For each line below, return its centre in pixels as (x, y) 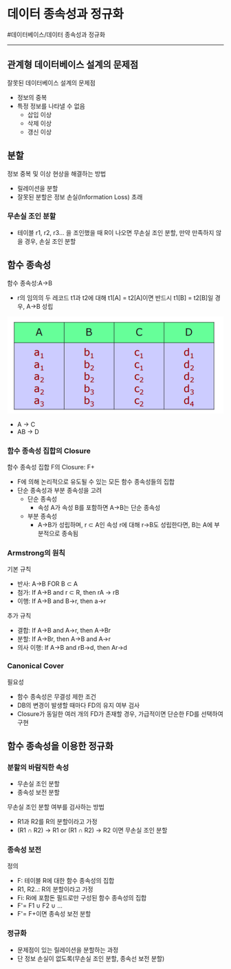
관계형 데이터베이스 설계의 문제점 (73, 65)
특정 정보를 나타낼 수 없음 (51, 106)
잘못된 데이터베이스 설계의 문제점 (52, 83)
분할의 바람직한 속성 (38, 767)
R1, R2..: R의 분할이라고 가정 (55, 889)
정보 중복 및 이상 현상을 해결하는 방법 (57, 174)
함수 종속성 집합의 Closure (49, 451)
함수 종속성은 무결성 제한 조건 (56, 696)
